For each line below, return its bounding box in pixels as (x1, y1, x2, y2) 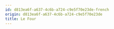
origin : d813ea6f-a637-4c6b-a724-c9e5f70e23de (5, 12, 103, 17)
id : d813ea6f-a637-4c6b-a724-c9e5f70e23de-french (5, 7, 110, 12)
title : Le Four (5, 16, 37, 21)
